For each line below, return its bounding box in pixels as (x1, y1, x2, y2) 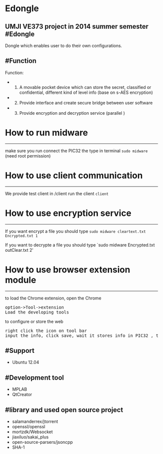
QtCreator (12, 392, 33, 398)
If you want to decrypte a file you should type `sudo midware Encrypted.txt (5, 242, 155, 248)
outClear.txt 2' (5, 247, 34, 253)
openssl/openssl (12, 424, 45, 429)
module (5, 274, 36, 285)
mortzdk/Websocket (12, 429, 53, 435)
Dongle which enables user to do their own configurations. (5, 43, 122, 49)
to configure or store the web (5, 318, 64, 324)
